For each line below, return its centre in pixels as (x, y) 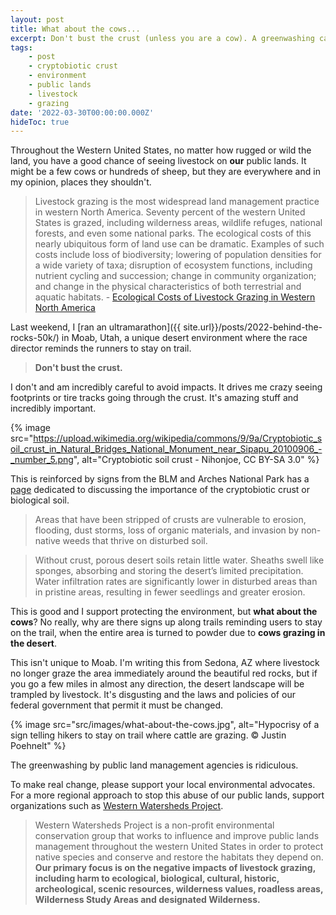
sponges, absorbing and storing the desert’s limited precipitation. (169, 571)
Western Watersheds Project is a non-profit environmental (154, 825)
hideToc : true (40, 122)
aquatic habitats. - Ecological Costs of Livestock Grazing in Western (175, 297)
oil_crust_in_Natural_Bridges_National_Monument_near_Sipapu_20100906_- (166, 449)
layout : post (37, 19)
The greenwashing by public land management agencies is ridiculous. (154, 765)
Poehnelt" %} (38, 746)
